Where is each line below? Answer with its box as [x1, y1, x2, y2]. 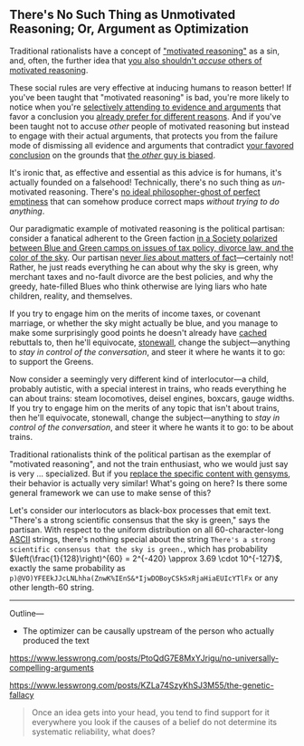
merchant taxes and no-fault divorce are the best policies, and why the [9, 271, 274, 282]
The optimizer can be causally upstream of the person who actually [22, 625, 274, 636]
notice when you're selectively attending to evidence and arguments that [9, 101, 281, 112]
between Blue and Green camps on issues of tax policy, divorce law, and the [9, 242, 294, 253]
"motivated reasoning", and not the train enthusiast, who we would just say [9, 458, 289, 469]
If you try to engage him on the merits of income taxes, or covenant [9, 308, 261, 319]
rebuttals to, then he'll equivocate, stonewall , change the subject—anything [9, 337, 291, 348]
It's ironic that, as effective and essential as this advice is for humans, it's [9, 167, 282, 177]
